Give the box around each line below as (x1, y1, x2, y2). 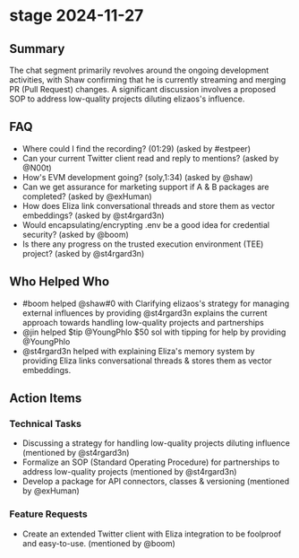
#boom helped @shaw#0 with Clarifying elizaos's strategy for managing (21, 298, 290, 309)
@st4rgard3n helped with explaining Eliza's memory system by (21, 345, 255, 356)
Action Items (9, 391, 82, 406)
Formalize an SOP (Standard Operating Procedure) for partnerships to (21, 457, 280, 467)
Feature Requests (9, 508, 88, 520)
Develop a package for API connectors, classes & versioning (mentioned (21, 476, 289, 487)
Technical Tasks (9, 417, 82, 430)
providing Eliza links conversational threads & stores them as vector (21, 355, 272, 366)
